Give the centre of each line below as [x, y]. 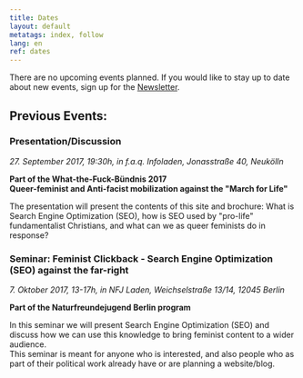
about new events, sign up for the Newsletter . [95, 87]
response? [29, 235]
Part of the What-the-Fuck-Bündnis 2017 [88, 179]
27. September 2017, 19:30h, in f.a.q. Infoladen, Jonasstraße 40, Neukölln [146, 161]
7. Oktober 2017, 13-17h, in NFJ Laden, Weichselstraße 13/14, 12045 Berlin [147, 290]
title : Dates [34, 18]
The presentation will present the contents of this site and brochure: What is [152, 206]
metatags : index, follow [56, 35]
